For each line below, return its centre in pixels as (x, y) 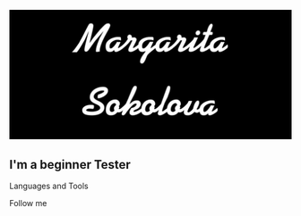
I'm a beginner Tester (70, 165)
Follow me (28, 204)
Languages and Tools (49, 186)
